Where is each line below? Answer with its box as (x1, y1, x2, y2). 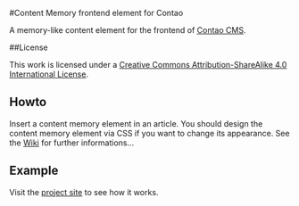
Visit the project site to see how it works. (9, 186, 159, 197)
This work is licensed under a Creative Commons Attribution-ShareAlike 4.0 (9, 60, 287, 70)
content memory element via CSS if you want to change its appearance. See (9, 128, 290, 138)
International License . (9, 69, 89, 79)
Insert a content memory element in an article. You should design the (9, 118, 263, 128)
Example (9, 163, 59, 178)
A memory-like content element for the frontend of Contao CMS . (9, 25, 246, 35)
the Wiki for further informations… (9, 137, 135, 148)
